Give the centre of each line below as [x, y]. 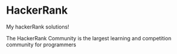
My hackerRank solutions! [38, 27]
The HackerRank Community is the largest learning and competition [89, 38]
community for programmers [41, 45]
